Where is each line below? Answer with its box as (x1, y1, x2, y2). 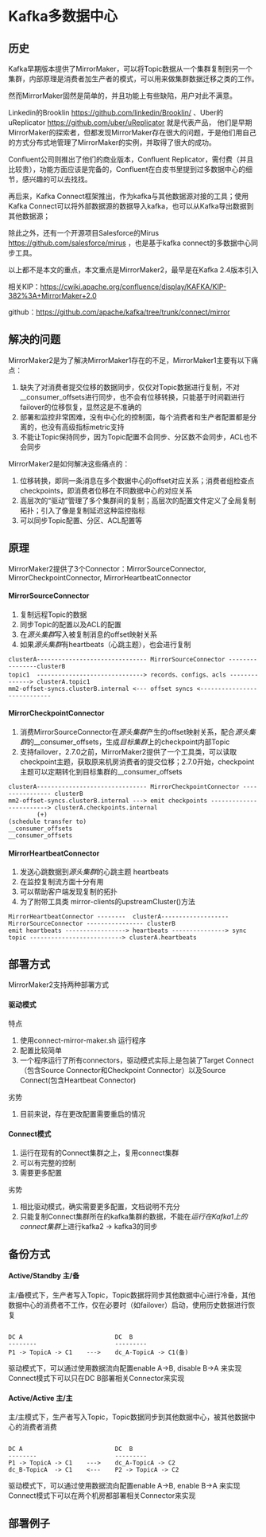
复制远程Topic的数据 (19, 610, 87, 619)
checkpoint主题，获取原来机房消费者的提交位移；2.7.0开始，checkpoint (19, 757, 255, 767)
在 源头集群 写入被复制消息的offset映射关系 (19, 630, 157, 639)
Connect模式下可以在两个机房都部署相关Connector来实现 (8, 1491, 196, 1500)
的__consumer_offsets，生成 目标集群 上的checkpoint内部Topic (26, 737, 230, 747)
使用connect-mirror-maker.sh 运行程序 (19, 1036, 147, 1045)
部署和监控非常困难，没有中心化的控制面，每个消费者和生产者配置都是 (19, 412, 250, 422)
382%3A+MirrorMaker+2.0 (8, 291, 97, 300)
